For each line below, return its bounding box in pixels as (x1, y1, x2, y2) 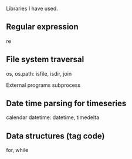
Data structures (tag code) (6, 131, 105, 141)
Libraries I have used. (6, 5, 59, 12)
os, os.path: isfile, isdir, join (6, 70, 72, 77)
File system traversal (6, 55, 84, 65)
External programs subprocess (6, 82, 81, 89)
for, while (6, 147, 29, 154)
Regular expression (6, 22, 79, 32)
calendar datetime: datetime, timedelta (6, 114, 100, 121)
